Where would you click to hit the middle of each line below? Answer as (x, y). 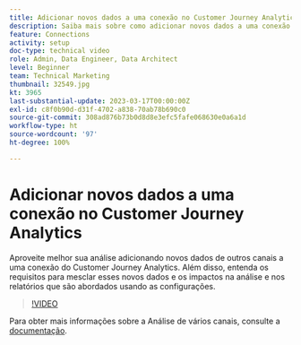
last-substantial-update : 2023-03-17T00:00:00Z (100, 101)
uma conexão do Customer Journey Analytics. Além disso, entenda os (139, 267)
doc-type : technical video (60, 51)
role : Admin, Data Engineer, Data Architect (94, 59)
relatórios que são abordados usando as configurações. (113, 286)
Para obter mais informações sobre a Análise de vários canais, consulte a (145, 321)
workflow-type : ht (43, 126)
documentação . (38, 330)
